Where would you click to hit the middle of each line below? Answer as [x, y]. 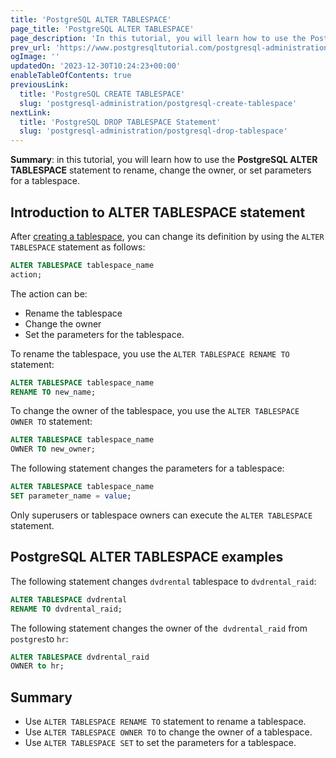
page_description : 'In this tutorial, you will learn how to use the [158, 38]
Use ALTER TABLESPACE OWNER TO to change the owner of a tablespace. [168, 732]
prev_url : [31, 47]
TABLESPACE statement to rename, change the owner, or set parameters [161, 170]
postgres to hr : [39, 638]
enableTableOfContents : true [71, 76]
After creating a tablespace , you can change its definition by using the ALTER [167, 236]
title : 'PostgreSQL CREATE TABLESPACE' [102, 94]
